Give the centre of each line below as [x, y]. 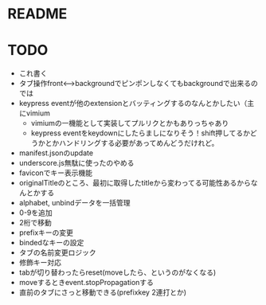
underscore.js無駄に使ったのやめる [76, 163]
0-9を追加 [35, 213]
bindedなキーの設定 [51, 243]
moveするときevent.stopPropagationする [86, 283]
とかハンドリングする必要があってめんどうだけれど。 [132, 143]
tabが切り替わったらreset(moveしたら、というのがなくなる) [117, 272]
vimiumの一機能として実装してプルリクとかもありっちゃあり [130, 123]
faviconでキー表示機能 [56, 173]
